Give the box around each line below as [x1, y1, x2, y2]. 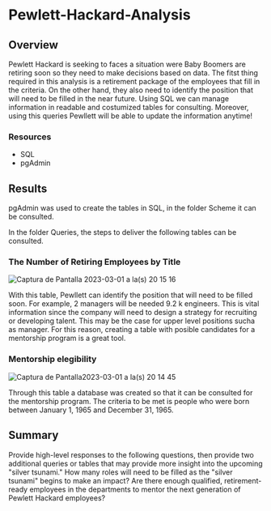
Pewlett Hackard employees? [8, 492, 106, 503]
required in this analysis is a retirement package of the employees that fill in [8, 77, 260, 86]
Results [8, 181, 48, 195]
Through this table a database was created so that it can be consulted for [8, 387, 253, 398]
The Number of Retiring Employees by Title [8, 257, 181, 268]
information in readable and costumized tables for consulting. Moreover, [8, 103, 249, 112]
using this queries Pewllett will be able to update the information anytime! [8, 111, 253, 121]
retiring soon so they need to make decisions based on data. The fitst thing [8, 68, 259, 78]
